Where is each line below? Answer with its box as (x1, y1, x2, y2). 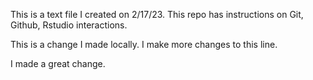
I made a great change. (10, 58, 106, 69)
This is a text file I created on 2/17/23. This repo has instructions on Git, (10, 9, 304, 20)
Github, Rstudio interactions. (10, 19, 128, 31)
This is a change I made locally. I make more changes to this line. (10, 39, 278, 50)
